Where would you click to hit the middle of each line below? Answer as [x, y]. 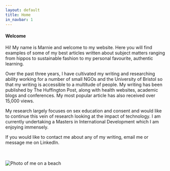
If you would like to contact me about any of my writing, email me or [77, 137]
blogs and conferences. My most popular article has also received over [80, 95]
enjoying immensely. [27, 127]
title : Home [18, 15]
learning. [15, 63]
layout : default [23, 10]
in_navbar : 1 [19, 19]
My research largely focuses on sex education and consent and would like [84, 111]
